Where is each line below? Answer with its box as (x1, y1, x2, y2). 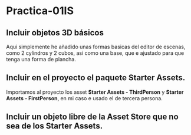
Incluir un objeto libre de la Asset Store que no (6, 112, 179, 122)
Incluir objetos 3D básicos (6, 28, 104, 38)
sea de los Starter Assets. (6, 121, 103, 131)
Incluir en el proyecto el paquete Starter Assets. (6, 73, 186, 83)
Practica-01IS (6, 4, 74, 18)
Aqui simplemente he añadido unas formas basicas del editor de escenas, (6, 43, 186, 50)
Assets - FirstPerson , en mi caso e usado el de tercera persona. (6, 94, 163, 101)
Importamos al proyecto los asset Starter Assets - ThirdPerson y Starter (6, 88, 184, 96)
